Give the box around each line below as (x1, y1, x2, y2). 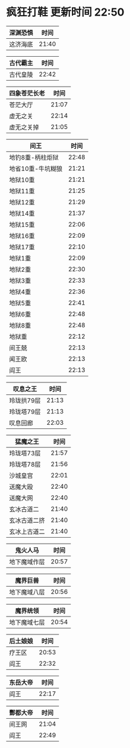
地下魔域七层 (9, 618, 46, 626)
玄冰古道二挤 (9, 516, 46, 525)
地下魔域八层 (9, 588, 46, 596)
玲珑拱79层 (9, 396, 41, 404)
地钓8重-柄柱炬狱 (9, 153, 59, 161)
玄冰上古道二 (9, 527, 46, 535)
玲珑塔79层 (9, 407, 41, 416)
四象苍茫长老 (9, 89, 46, 97)
